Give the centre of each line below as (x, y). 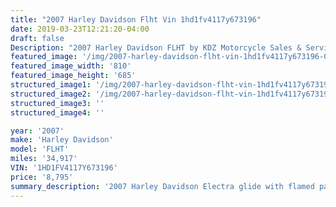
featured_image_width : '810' (71, 66)
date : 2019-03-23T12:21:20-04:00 (80, 29)
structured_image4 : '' (57, 112)
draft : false (37, 38)
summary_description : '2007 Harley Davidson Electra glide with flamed (162, 186)
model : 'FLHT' (40, 149)
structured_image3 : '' (57, 103)
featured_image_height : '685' (73, 76)
